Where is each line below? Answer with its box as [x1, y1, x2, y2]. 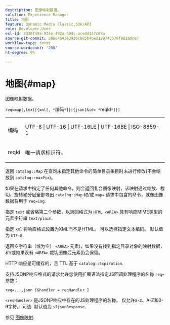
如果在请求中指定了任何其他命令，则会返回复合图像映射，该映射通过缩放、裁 [5, 185, 165, 191]
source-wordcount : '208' [5, 45, 58, 50]
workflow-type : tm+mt [5, 41, 51, 46]
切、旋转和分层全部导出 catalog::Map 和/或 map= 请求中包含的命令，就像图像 [5, 192, 163, 198]
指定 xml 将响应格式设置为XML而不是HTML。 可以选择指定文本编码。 [5, 226, 149, 232]
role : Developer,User [5, 26, 51, 32]
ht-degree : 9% [5, 50, 35, 55]
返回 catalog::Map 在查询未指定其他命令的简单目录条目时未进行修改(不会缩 [5, 168, 161, 174]
